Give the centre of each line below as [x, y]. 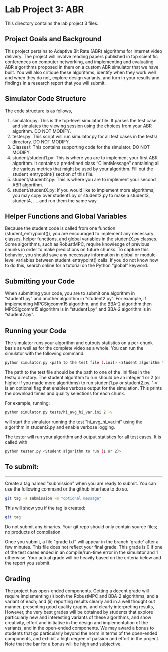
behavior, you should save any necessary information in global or [72, 255]
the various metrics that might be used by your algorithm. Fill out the [83, 169]
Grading [18, 579]
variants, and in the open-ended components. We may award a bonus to [80, 628]
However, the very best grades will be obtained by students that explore [79, 612]
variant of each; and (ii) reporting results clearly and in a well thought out [80, 601]
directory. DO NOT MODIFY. [41, 142]
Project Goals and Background [53, 39]
